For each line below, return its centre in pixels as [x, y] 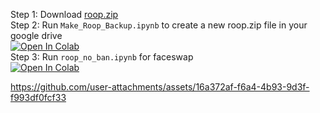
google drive [36, 35]
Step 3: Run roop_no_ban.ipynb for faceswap [102, 57]
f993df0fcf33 [38, 97]
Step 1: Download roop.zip [64, 14]
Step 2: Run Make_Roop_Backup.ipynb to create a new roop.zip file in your [159, 25]
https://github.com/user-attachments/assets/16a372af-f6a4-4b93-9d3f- [160, 87]
